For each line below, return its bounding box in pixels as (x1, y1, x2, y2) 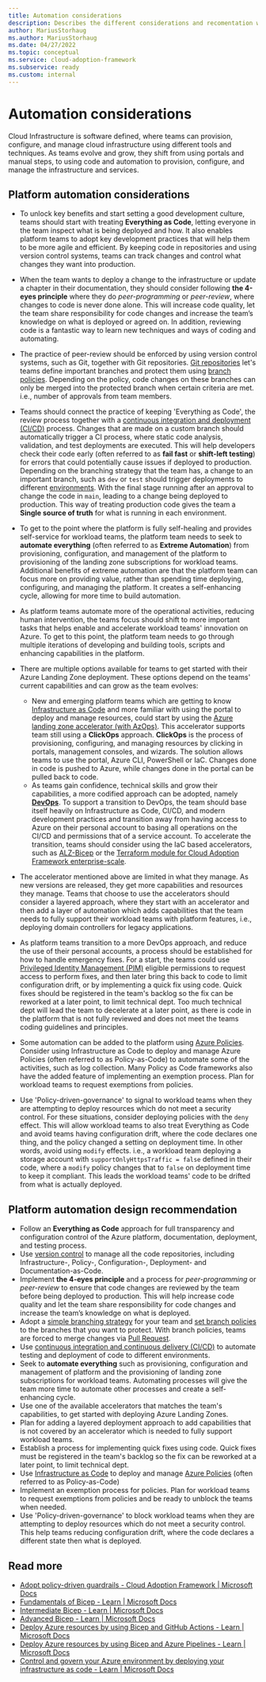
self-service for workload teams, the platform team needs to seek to (19, 532, 243, 542)
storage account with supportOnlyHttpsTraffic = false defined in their (19, 1155, 253, 1164)
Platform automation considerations (8, 187, 190, 201)
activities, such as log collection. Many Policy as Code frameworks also (19, 1063, 253, 1073)
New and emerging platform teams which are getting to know (31, 696, 232, 706)
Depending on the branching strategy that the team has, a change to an (19, 466, 253, 476)
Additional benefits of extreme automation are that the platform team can (19, 565, 258, 576)
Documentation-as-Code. (19, 1266, 104, 1275)
